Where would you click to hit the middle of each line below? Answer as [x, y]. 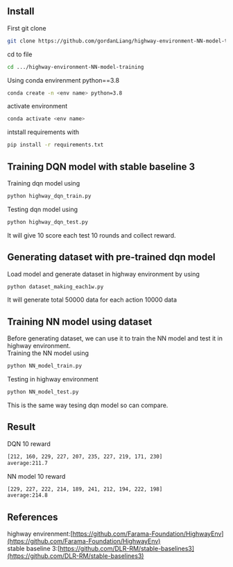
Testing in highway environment [53, 379]
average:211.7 [28, 463]
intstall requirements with [43, 132]
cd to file [20, 54]
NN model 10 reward [36, 476]
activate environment [37, 106]
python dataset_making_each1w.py [55, 287]
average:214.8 [28, 495]
